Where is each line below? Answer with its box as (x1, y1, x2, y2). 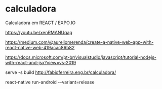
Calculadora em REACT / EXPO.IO (5, 20, 76, 26)
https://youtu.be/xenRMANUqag (5, 29, 72, 35)
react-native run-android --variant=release (5, 79, 95, 85)
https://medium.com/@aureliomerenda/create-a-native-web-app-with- (5, 39, 154, 45)
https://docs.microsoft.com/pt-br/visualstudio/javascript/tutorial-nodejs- (5, 54, 157, 60)
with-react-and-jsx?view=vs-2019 (5, 59, 76, 65)
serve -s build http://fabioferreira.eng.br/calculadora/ (5, 69, 116, 75)
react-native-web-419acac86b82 (5, 44, 75, 50)
